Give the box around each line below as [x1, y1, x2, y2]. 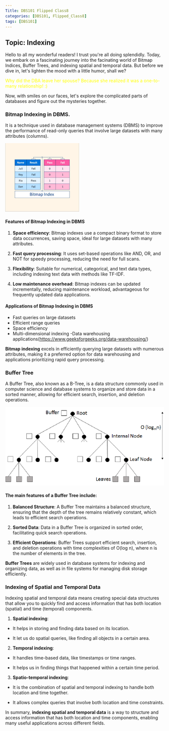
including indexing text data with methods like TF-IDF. [12, 271, 125, 277]
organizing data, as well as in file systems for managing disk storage [5, 565, 147, 571]
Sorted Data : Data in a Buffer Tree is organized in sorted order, [12, 524, 144, 530]
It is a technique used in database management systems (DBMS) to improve [5, 122, 163, 129]
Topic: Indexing [5, 38, 55, 47]
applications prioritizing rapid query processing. [5, 356, 105, 362]
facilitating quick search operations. [12, 529, 87, 535]
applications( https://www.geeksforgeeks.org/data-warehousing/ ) [12, 336, 149, 342]
